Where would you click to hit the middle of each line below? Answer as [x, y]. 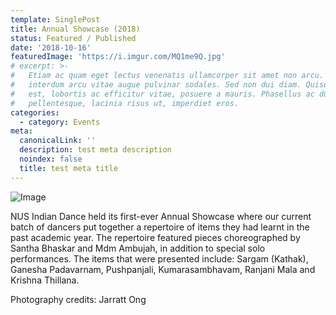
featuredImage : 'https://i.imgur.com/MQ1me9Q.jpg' [118, 57]
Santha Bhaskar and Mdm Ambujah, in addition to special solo [138, 248]
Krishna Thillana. [45, 280]
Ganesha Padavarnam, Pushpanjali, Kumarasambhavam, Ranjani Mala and [163, 269]
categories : [35, 112]
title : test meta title [68, 168]
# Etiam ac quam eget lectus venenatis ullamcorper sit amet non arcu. [167, 76]
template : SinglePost [55, 19]
